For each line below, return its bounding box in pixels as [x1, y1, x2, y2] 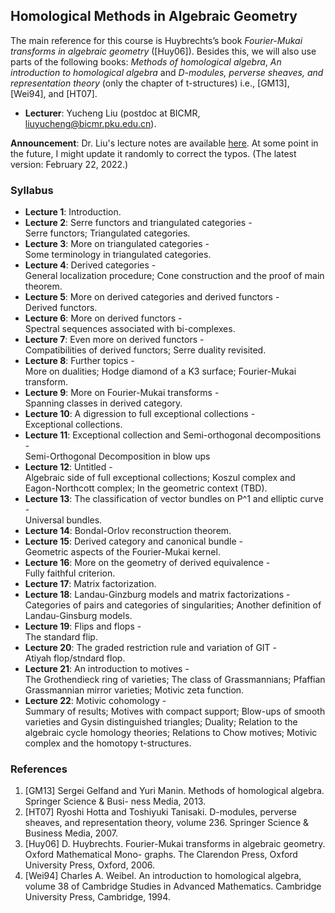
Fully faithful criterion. [24, 567, 116, 579]
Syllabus [10, 183, 54, 197]
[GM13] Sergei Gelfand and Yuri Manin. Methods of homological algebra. [24, 785, 325, 797]
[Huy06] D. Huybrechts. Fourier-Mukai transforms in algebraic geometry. [24, 838, 326, 850]
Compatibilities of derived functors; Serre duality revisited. [24, 344, 267, 356]
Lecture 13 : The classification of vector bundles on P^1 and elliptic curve [24, 493, 324, 505]
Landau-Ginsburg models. [24, 610, 133, 622]
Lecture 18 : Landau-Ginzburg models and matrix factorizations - [24, 589, 291, 601]
